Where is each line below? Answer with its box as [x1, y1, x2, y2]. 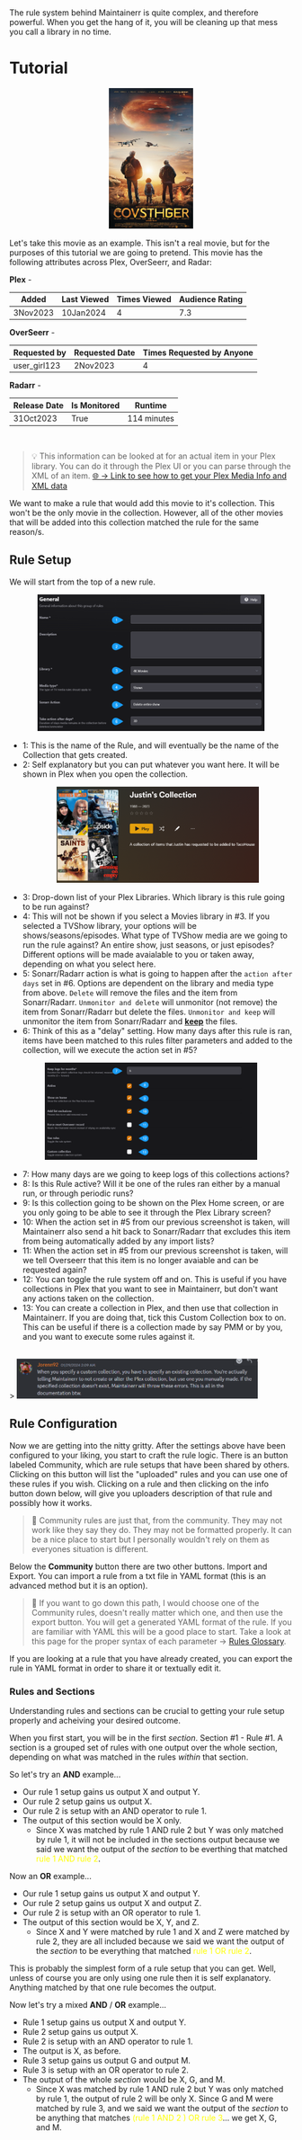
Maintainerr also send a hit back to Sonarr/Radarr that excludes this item [22, 1226, 291, 1236]
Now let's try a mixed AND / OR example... [9, 2000, 166, 2011]
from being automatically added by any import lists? [22, 1235, 215, 1246]
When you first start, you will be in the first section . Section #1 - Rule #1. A [9, 1733, 283, 1743]
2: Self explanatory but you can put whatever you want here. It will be [22, 759, 280, 771]
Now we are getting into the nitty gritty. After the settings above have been [9, 1440, 286, 1450]
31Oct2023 [13, 413, 58, 424]
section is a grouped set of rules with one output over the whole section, [9, 1743, 279, 1753]
